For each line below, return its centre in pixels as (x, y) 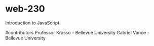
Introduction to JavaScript (32, 23)
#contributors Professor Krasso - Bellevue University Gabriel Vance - (77, 32)
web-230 (25, 9)
